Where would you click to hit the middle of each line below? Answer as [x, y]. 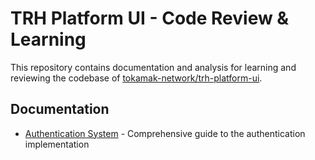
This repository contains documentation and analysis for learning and [153, 67]
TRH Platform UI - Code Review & [150, 18]
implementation [57, 144]
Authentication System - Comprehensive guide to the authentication [165, 133]
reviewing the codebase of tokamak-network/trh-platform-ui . [136, 78]
